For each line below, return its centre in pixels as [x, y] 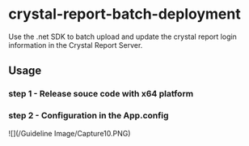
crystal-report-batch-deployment [124, 14]
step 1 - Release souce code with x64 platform [101, 94]
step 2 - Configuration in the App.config [89, 116]
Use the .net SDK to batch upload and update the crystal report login [122, 36]
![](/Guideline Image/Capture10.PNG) [70, 133]
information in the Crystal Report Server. [76, 45]
